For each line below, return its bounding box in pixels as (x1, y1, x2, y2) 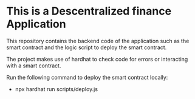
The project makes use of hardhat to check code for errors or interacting (6, 55, 188, 63)
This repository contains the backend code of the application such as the (6, 37, 190, 44)
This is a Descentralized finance (6, 4, 172, 18)
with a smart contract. (6, 62, 61, 69)
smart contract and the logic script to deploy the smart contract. (6, 44, 167, 51)
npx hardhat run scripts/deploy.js (15, 85, 98, 92)
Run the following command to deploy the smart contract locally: (6, 73, 168, 81)
